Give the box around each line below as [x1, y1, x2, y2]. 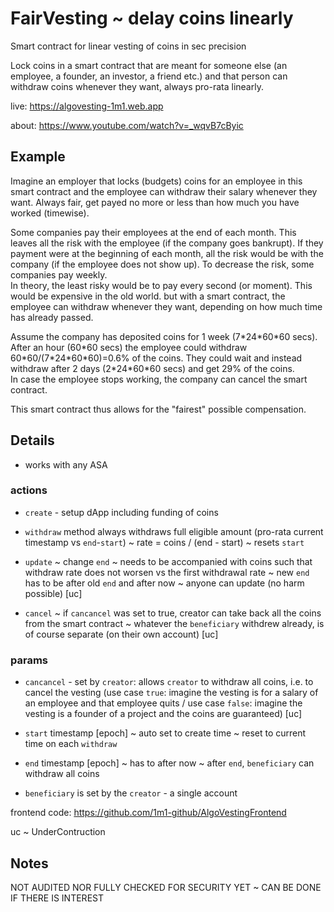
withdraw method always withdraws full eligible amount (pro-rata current [24, 525, 324, 537]
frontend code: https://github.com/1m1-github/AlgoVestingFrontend [10, 807, 287, 819]
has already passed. [10, 311, 94, 323]
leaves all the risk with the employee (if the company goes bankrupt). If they [10, 237, 324, 249]
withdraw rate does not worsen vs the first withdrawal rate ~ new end [24, 566, 310, 578]
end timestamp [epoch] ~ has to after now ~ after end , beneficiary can [24, 757, 315, 769]
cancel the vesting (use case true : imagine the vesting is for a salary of [24, 687, 319, 699]
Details [10, 432, 55, 449]
